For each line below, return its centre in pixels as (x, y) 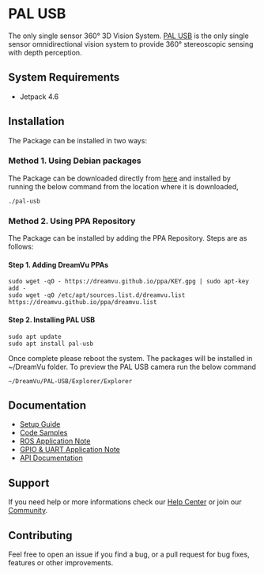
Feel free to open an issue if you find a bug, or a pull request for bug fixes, (129, 554)
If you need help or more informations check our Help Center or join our (125, 502)
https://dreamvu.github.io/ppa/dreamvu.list (83, 302)
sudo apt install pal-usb (51, 344)
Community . (28, 511)
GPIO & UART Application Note (70, 450)
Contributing (40, 535)
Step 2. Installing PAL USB (52, 319)
